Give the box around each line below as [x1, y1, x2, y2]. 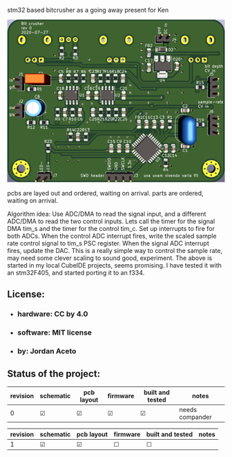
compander [179, 413, 213, 421]
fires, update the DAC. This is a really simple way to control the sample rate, [7, 247, 223, 255]
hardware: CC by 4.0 [17, 309, 88, 319]
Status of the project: [7, 368, 101, 380]
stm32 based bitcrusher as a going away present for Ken [7, 6, 169, 14]
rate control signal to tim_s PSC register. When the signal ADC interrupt [7, 239, 209, 248]
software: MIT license [17, 328, 92, 337]
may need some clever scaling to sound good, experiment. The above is [7, 254, 213, 262]
